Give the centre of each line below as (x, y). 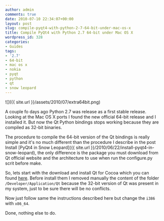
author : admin (20, 10)
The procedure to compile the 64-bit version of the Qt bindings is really (78, 137)
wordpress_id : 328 (24, 38)
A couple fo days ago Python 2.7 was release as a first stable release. (76, 111)
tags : (11, 51)
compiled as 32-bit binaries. (34, 127)
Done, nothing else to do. (31, 213)
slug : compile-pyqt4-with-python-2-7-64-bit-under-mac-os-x (68, 28)
